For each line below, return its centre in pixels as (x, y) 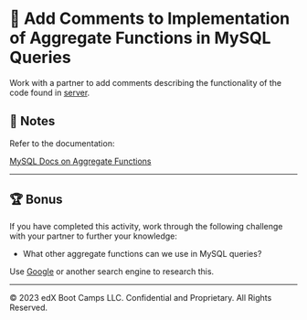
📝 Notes (32, 121)
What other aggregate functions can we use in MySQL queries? (142, 253)
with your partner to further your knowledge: (94, 236)
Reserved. (29, 307)
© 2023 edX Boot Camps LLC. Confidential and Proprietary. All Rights (141, 297)
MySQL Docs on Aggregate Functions (80, 161)
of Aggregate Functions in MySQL (140, 38)
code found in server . (50, 92)
